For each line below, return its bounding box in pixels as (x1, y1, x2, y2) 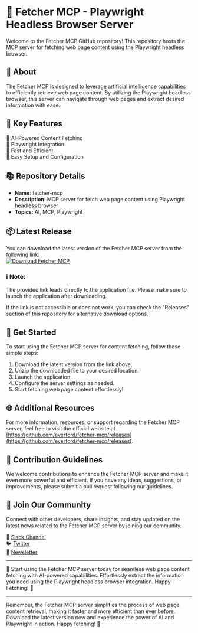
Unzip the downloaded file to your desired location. (14, 367, 140, 374)
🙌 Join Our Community (6, 500, 91, 510)
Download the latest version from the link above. (14, 361, 133, 368)
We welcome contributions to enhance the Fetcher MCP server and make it (6, 470, 189, 477)
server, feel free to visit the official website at (6, 425, 116, 432)
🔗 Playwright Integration (6, 141, 65, 148)
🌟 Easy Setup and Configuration (6, 153, 84, 160)
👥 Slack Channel (6, 533, 46, 540)
